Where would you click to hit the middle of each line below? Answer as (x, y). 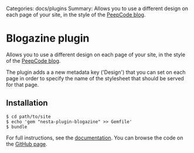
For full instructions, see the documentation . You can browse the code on (95, 138)
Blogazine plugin (48, 38)
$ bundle (17, 127)
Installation (27, 103)
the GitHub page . (27, 144)
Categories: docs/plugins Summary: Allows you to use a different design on (97, 8)
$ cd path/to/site (28, 117)
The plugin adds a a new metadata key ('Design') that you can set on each (96, 72)
